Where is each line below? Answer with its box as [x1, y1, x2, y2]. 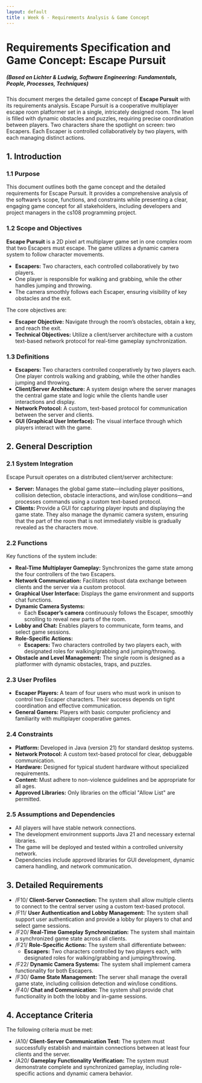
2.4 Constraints [6, 730, 53, 738]
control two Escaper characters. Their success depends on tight [14, 696, 175, 703]
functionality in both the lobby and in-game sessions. [14, 992, 148, 1000]
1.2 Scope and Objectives [6, 224, 83, 233]
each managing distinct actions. [6, 134, 86, 141]
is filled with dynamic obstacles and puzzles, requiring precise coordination [6, 114, 194, 122]
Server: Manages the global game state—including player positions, [14, 485, 185, 492]
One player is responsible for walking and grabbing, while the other [14, 275, 182, 282]
